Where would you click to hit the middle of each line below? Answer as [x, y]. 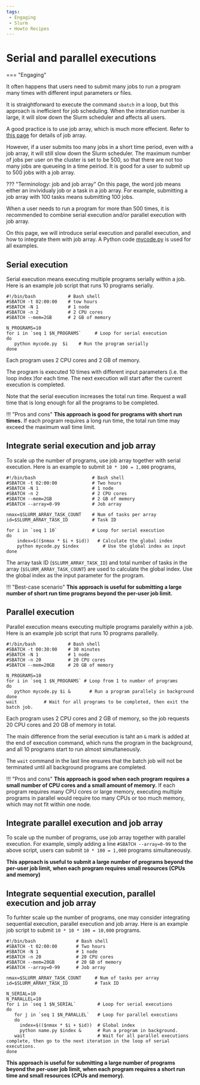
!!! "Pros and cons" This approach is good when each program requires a [98, 779]
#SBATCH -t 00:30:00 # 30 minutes [53, 649]
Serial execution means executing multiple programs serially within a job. [96, 279]
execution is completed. [36, 384]
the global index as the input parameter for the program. [75, 575]
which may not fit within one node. [49, 804]
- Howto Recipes [29, 29]
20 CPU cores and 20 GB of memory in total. [61, 725]
